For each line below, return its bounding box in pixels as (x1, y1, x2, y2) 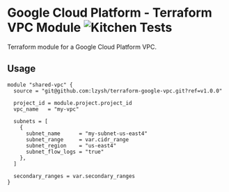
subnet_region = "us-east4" (25, 142, 117, 149)
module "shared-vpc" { (7, 81, 73, 88)
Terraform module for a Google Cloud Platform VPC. (7, 42, 157, 51)
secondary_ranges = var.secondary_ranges (13, 173, 136, 179)
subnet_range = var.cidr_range (25, 136, 129, 143)
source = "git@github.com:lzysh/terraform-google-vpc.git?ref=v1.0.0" (13, 87, 223, 95)
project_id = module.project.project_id (13, 99, 132, 106)
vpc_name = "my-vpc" (13, 106, 79, 113)
